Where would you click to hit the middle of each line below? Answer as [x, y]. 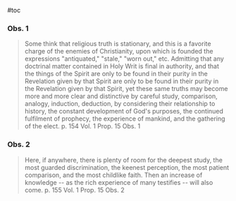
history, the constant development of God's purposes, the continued [124, 111]
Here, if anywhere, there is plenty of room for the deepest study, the [124, 160]
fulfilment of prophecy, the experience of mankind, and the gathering [125, 118]
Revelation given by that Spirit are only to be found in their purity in [122, 81]
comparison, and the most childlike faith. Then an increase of [113, 175]
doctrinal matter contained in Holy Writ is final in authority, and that [122, 66]
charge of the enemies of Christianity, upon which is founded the [119, 51]
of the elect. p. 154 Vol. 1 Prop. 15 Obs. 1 [82, 126]
